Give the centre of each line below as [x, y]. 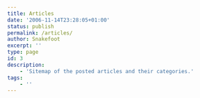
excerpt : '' [24, 46]
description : [26, 65]
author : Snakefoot [34, 39]
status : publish [31, 26]
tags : [15, 78]
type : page [23, 52]
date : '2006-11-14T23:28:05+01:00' [59, 20]
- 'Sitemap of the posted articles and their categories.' [107, 71]
